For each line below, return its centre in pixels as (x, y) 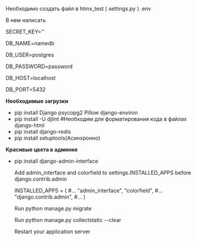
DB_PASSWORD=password (39, 66)
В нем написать (26, 20)
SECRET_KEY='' (25, 32)
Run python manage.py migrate (53, 208)
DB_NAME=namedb (30, 43)
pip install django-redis (42, 132)
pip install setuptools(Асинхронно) (57, 138)
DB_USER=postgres (30, 55)
